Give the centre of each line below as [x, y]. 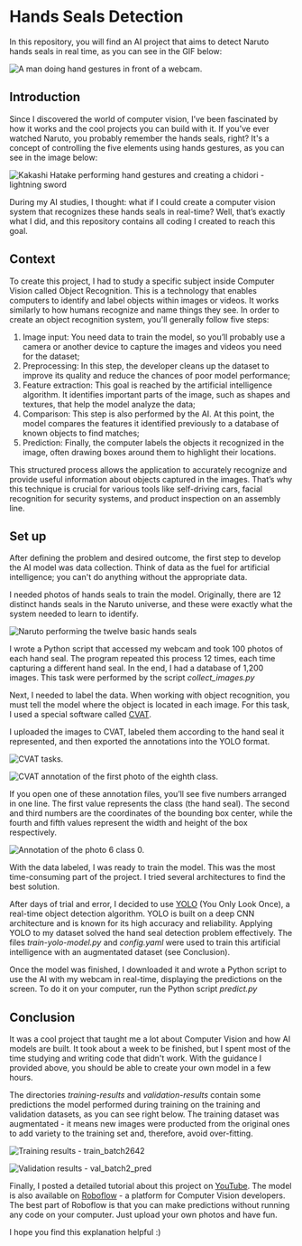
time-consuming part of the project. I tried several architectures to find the [147, 877]
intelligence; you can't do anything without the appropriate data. [128, 577]
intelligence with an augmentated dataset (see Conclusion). [120, 952]
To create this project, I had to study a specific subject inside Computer [142, 281]
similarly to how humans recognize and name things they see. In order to [144, 310]
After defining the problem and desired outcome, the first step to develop [145, 558]
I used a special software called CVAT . [80, 715]
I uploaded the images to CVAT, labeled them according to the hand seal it [147, 732]
